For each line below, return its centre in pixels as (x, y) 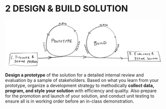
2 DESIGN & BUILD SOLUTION (67, 9)
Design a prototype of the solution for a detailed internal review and (75, 75)
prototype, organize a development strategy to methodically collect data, (80, 85)
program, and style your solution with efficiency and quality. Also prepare (81, 91)
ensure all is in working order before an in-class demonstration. (70, 101)
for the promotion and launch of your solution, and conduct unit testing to (80, 96)
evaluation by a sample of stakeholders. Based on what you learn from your (82, 80)
